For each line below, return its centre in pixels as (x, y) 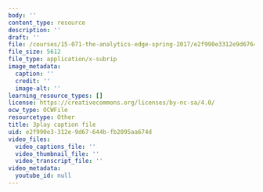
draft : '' (24, 37)
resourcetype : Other (42, 118)
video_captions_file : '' (56, 147)
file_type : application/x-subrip (63, 60)
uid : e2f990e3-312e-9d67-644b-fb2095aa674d (80, 132)
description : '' (34, 30)
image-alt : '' (38, 88)
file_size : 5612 (34, 52)
